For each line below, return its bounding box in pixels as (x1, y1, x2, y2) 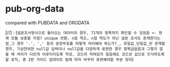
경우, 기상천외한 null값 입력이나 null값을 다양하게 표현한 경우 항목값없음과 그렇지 (5, 46, 157, 51)
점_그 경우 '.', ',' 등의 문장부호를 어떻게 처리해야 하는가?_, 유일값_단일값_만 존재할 (5, 41, 165, 46)
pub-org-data (5, 3, 64, 15)
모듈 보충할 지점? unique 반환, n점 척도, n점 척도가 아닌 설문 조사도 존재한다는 (11, 36, 161, 41)
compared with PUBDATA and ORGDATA (5, 20, 90, 26)
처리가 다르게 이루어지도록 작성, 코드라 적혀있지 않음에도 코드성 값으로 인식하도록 (17, 51, 165, 57)
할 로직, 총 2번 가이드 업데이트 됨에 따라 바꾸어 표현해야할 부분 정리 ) (5, 56, 134, 62)
